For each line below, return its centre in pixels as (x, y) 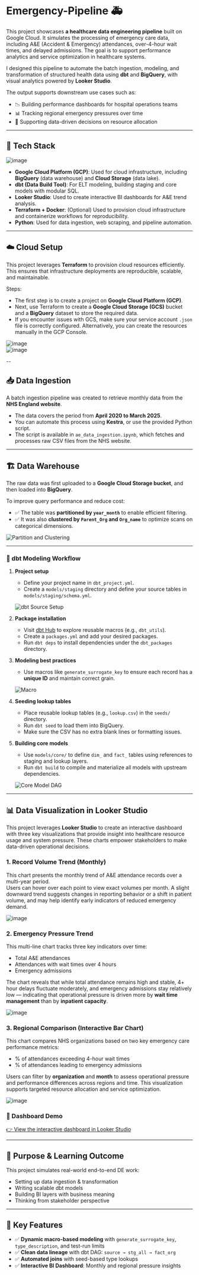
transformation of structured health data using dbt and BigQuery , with (92, 74)
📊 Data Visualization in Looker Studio (77, 810)
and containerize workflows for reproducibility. (72, 216)
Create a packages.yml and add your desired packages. (91, 637)
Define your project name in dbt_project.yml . (79, 583)
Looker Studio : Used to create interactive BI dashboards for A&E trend (101, 197)
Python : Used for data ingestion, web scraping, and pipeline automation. (103, 222)
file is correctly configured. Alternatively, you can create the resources (101, 325)
